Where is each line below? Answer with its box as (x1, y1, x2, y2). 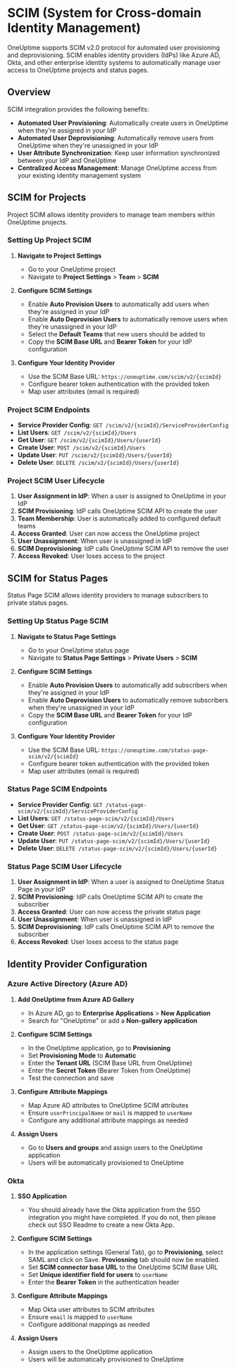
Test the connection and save (27, 1074, 114, 1082)
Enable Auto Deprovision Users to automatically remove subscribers (27, 696, 229, 704)
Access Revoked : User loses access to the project (17, 552, 165, 560)
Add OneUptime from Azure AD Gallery (17, 995, 135, 1003)
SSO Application (17, 1192, 67, 1201)
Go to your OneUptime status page (27, 645, 130, 654)
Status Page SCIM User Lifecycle (7, 861, 122, 871)
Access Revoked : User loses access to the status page (17, 938, 179, 946)
